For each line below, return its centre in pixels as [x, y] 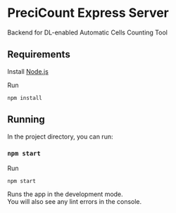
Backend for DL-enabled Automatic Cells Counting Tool [87, 32]
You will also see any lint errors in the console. [75, 201]
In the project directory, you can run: [60, 136]
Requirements [39, 54]
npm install [25, 98]
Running [26, 120]
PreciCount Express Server [88, 13]
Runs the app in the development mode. [65, 194]
